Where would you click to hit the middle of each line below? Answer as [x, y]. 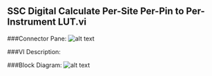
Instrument [32, 22]
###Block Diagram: [35, 65]
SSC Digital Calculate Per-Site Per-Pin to [96, 11]
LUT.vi [72, 22]
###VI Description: [34, 51]
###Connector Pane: [37, 38]
